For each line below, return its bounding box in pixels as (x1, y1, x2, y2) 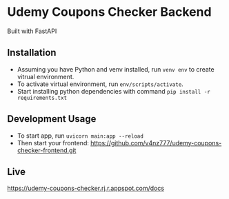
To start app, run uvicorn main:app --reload (17, 132, 143, 140)
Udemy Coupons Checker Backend (7, 4, 212, 20)
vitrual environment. (17, 72, 74, 81)
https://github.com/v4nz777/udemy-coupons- (90, 138, 222, 147)
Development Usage (7, 113, 97, 125)
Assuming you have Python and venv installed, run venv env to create (17, 65, 215, 73)
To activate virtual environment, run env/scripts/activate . (17, 80, 184, 88)
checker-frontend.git (17, 146, 77, 154)
